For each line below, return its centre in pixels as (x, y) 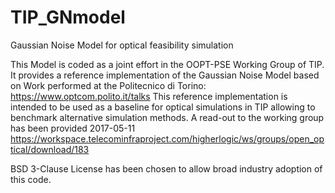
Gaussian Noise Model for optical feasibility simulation (122, 45)
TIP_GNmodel (68, 17)
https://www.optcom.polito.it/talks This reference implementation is (149, 96)
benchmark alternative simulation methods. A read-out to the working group (167, 117)
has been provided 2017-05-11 (73, 128)
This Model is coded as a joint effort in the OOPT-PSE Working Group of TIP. (167, 64)
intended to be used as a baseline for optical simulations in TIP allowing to (163, 107)
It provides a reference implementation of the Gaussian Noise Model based (165, 75)
